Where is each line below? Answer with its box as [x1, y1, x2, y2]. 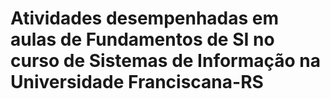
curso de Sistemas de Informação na [10, 50, 322, 72]
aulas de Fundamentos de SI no [10, 28, 275, 51]
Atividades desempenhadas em [10, 7, 280, 30]
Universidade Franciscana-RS [10, 71, 264, 94]
